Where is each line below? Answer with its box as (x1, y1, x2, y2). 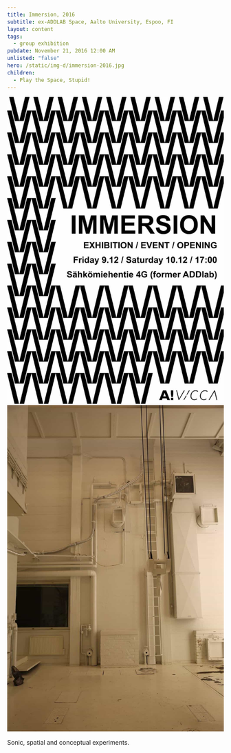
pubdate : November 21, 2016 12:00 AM (7, 48, 115, 54)
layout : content (7, 26, 54, 32)
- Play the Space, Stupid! (13, 77, 91, 83)
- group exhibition (13, 40, 69, 48)
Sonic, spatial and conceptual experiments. (7, 739, 129, 747)
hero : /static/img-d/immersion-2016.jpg (7, 62, 125, 69)
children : (7, 69, 36, 76)
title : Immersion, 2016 (7, 11, 76, 18)
